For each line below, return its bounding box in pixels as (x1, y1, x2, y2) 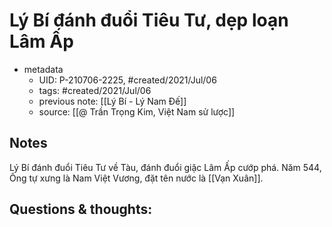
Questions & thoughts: (9, 201, 153, 218)
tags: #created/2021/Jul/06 (38, 84, 152, 96)
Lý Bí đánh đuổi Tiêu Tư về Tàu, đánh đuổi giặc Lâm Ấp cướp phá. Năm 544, (9, 161, 322, 173)
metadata (23, 63, 64, 75)
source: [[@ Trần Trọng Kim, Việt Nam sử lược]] (38, 105, 236, 118)
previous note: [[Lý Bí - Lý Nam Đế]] (38, 95, 187, 107)
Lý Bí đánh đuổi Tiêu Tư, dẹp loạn (9, 9, 289, 32)
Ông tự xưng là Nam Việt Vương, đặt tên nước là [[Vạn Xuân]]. (9, 172, 264, 184)
